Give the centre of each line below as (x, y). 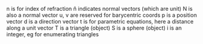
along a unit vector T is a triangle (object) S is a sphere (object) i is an (94, 28)
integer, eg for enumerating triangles (53, 34)
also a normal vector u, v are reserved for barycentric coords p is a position (102, 15)
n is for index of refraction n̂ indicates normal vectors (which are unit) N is (100, 9)
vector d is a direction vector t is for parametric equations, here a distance (100, 21)
